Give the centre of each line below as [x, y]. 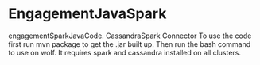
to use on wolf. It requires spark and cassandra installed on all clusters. [124, 52]
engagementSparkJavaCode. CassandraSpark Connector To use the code [130, 36]
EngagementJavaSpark [87, 14]
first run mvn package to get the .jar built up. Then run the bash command [130, 44]
